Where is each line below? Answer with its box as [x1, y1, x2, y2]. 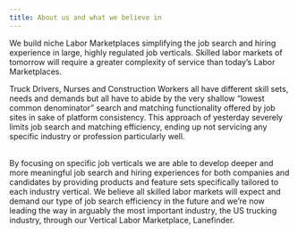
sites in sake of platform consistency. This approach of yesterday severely [9, 112, 284, 122]
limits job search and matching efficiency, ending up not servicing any [9, 121, 268, 132]
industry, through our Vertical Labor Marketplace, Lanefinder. [9, 214, 235, 225]
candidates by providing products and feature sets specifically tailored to [9, 176, 279, 188]
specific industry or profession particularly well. [9, 130, 185, 141]
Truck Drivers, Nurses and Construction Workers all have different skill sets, [9, 83, 289, 94]
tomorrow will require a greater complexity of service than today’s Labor [9, 56, 276, 67]
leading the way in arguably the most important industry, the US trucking [9, 205, 277, 215]
